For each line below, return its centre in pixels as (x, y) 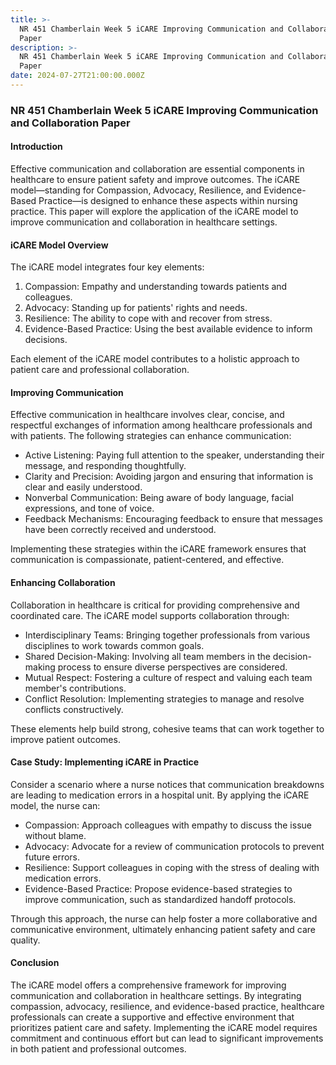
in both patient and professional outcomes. (98, 1049)
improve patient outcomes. (65, 739)
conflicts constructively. (74, 709)
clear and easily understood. (83, 487)
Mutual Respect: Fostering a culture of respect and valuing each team (168, 677)
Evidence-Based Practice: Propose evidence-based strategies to (158, 888)
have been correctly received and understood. (120, 530)
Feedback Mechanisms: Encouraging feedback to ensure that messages (173, 519)
